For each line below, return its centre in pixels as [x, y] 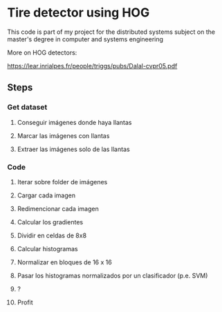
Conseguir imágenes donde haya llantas [74, 122]
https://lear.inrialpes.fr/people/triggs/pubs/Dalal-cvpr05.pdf [92, 66]
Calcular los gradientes [50, 222]
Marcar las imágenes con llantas [63, 135]
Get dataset [27, 107]
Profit [25, 302]
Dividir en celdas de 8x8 [52, 235]
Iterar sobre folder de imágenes [62, 182]
